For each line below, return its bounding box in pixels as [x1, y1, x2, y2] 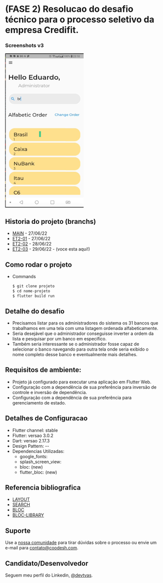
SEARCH [12, 502, 31, 508]
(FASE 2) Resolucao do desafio [5, 3, 133, 15]
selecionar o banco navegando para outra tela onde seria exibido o [12, 346, 149, 352]
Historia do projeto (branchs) [5, 217, 96, 225]
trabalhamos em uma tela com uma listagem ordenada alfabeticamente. [12, 325, 159, 331]
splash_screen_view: [19, 459, 62, 465]
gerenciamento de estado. [12, 400, 66, 405]
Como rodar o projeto [5, 260, 72, 269]
